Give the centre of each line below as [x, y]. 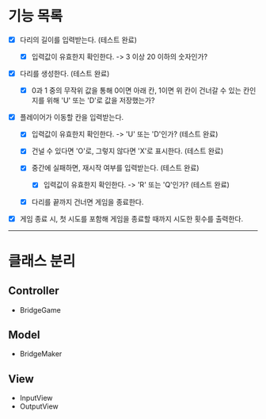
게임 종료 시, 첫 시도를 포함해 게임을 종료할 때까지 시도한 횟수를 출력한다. [131, 218]
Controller [34, 291]
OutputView [39, 406]
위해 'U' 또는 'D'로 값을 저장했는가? [101, 101]
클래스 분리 [42, 261]
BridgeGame [40, 309]
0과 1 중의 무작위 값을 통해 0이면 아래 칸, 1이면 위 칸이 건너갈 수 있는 [136, 90]
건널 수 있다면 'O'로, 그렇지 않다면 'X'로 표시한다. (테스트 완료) [127, 151]
